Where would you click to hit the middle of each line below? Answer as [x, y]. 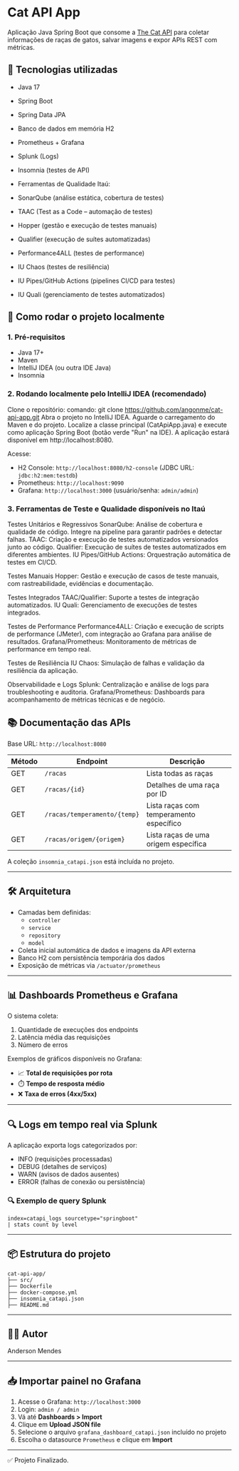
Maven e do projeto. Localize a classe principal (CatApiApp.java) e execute [117, 425]
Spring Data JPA [42, 114]
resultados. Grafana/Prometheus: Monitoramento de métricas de [102, 642]
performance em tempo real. [49, 649]
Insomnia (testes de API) [54, 170]
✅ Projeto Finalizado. [38, 1460]
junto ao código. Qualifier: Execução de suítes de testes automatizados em [117, 547]
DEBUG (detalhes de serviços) [62, 1167]
